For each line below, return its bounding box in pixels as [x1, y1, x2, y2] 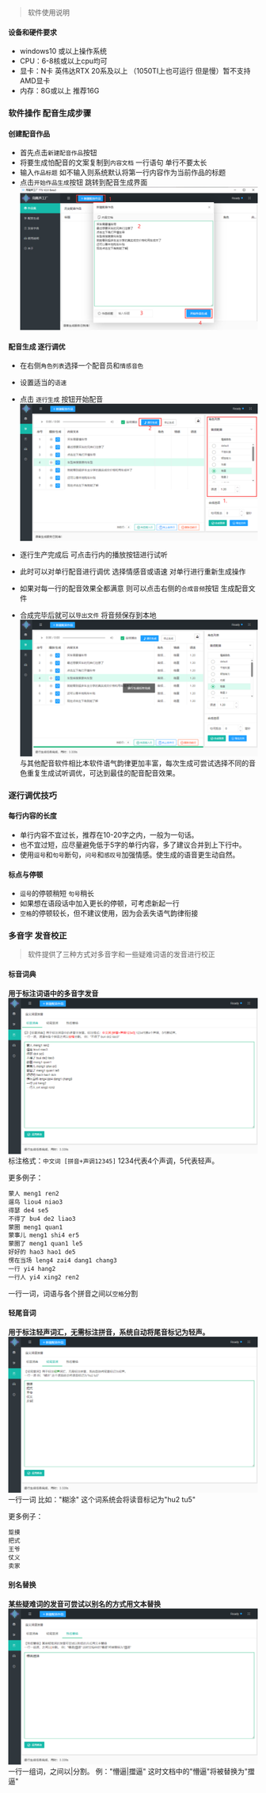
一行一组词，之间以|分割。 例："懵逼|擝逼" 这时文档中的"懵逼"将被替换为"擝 [8, 1767, 255, 1776]
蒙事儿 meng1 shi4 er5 [8, 1231, 80, 1239]
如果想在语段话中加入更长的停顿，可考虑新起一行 [19, 898, 180, 908]
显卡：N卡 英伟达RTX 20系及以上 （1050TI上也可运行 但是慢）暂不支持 [19, 67, 251, 76]
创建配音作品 [8, 128, 50, 138]
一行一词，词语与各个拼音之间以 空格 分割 [8, 1288, 139, 1298]
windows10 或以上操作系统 [19, 47, 107, 56]
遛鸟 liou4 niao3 [8, 1198, 63, 1206]
